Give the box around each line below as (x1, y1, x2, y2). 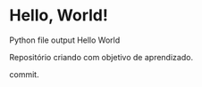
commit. (9, 68, 39, 80)
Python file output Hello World (9, 35, 121, 45)
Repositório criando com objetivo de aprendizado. (9, 51, 194, 62)
